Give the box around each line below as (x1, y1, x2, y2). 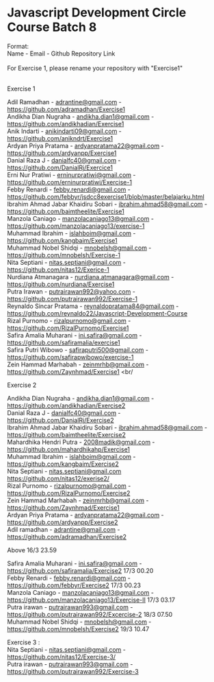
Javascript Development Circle (7, 5, 187, 21)
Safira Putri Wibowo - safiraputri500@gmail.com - (7, 345, 149, 354)
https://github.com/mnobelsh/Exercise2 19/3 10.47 (7, 624, 150, 633)
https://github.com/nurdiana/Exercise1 (7, 280, 115, 288)
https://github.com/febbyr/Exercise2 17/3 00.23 (7, 581, 142, 589)
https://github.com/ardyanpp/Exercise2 (7, 518, 118, 526)
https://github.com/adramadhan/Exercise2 (7, 532, 127, 541)
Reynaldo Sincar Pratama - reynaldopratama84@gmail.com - (7, 302, 179, 310)
